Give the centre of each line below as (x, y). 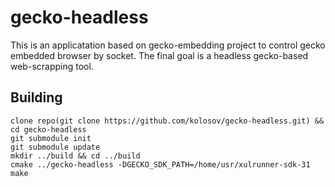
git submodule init (51, 138)
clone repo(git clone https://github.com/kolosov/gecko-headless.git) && (167, 121)
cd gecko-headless (48, 129)
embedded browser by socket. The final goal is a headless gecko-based (159, 55)
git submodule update (55, 147)
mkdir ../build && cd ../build (75, 156)
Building (36, 97)
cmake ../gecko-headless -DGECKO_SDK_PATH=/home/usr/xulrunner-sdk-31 (160, 164)
